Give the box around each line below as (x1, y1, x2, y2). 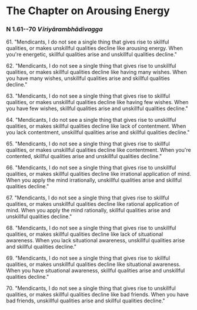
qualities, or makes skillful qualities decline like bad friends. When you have (6, 291, 189, 298)
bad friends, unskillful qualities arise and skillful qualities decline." (6, 297, 166, 304)
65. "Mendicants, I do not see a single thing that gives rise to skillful (6, 140, 171, 148)
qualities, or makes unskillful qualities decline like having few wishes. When (6, 99, 189, 106)
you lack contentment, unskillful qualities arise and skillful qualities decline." (6, 129, 190, 136)
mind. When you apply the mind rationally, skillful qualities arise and (6, 207, 171, 214)
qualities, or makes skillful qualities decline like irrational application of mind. (6, 171, 191, 178)
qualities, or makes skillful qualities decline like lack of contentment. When (6, 122, 186, 130)
